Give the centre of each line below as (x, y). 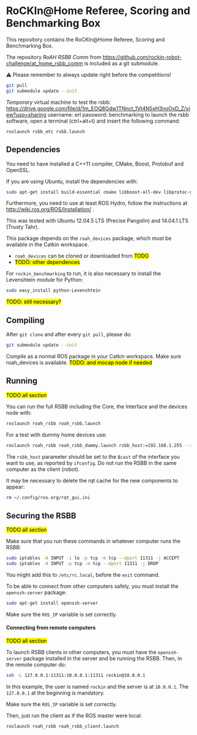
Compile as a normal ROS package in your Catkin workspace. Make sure (94, 356)
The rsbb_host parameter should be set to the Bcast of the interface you (93, 456)
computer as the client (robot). (43, 469)
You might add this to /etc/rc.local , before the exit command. (83, 575)
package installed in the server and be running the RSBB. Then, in (103, 659)
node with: (19, 412)
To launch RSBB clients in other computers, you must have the (81, 652)
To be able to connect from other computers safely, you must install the (92, 586)
